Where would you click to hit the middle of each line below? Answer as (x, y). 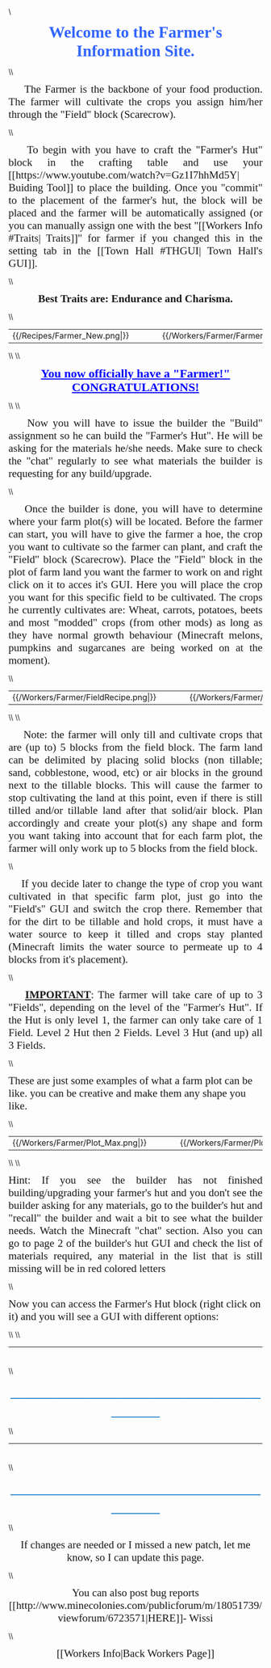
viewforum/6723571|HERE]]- (122, 1618)
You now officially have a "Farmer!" (135, 374)
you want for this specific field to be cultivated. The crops (135, 597)
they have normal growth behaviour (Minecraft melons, (135, 635)
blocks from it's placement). (69, 959)
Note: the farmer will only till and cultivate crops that (143, 735)
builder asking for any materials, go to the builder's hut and (135, 1205)
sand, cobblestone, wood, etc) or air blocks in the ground (135, 773)
